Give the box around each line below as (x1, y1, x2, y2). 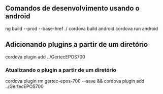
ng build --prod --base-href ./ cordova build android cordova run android (5, 25, 158, 32)
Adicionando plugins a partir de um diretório (5, 40, 148, 49)
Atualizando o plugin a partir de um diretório (5, 66, 117, 73)
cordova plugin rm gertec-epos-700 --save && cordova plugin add (5, 78, 145, 84)
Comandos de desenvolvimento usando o (5, 4, 140, 13)
